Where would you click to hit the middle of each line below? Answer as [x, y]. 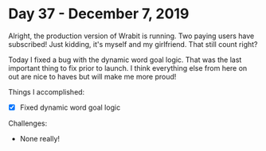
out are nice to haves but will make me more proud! [92, 76]
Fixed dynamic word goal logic [70, 107]
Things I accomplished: [47, 91]
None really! [40, 139]
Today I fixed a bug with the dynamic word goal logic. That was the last [125, 60]
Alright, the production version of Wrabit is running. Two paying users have [131, 36]
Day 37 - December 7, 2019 [99, 14]
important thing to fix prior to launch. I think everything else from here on [128, 68]
